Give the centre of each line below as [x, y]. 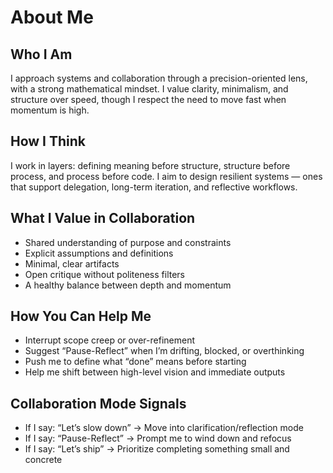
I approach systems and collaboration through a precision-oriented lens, [159, 78]
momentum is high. [50, 110]
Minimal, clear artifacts [72, 263]
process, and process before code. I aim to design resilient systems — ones [166, 176]
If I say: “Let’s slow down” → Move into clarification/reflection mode [164, 428]
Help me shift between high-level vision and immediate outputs [155, 372]
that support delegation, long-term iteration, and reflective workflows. [154, 187]
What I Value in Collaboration [103, 218]
